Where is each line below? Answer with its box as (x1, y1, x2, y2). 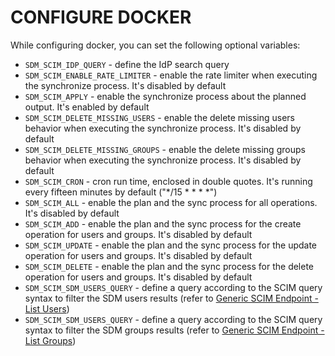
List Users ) (24, 302, 70, 315)
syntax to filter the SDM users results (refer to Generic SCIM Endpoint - (24, 292, 319, 304)
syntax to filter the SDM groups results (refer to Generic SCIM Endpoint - (24, 324, 325, 336)
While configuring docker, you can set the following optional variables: (10, 39, 301, 51)
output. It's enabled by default (24, 101, 150, 113)
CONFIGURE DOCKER (10, 6, 192, 29)
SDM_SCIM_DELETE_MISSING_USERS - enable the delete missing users (24, 111, 295, 123)
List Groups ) (24, 334, 77, 346)
